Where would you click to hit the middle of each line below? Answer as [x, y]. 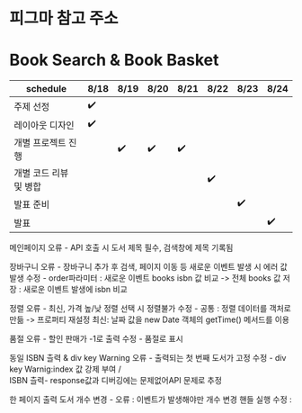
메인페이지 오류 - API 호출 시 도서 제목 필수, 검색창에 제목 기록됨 [121, 247]
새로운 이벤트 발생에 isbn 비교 [75, 290]
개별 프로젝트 [40, 143]
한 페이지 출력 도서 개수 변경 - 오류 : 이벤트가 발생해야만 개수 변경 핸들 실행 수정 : [151, 400]
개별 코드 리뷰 [41, 174]
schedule [46, 89]
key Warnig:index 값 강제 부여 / [65, 369]
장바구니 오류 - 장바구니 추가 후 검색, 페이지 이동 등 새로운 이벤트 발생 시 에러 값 [148, 267]
